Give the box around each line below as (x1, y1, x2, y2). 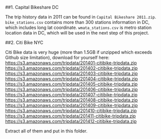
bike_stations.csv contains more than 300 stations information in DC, (5, 19, 150, 25)
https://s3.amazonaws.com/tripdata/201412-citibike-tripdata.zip (5, 118, 137, 124)
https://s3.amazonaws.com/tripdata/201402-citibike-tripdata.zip (5, 65, 138, 71)
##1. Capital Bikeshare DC (5, 4, 59, 10)
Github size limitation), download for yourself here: (5, 54, 109, 60)
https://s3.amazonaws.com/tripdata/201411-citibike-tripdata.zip (5, 113, 136, 119)
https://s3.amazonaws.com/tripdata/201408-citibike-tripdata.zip (5, 97, 138, 103)
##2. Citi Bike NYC (5, 39, 43, 45)
